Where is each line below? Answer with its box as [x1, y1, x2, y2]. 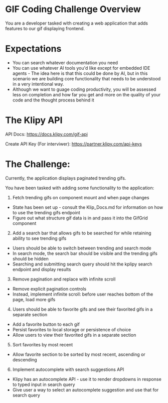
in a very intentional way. [12, 81, 64, 87]
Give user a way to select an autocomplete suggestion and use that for [12, 386, 159, 392]
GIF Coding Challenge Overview [5, 4, 141, 15]
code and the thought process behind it [12, 97, 94, 103]
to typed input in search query [12, 381, 75, 387]
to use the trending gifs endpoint [12, 209, 80, 215]
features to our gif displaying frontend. [5, 25, 85, 31]
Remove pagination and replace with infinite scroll [12, 276, 116, 282]
